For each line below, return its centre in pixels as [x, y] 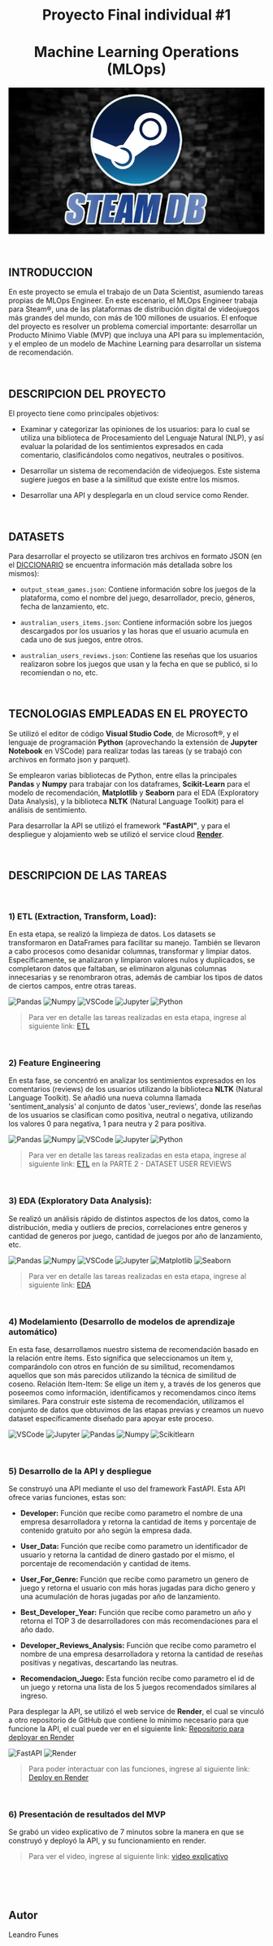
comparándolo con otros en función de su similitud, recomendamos [122, 1366]
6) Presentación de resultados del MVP [87, 1814]
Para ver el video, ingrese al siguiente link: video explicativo [128, 1857]
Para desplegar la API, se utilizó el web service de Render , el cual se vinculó [136, 1712]
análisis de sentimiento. [48, 809]
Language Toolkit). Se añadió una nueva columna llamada [105, 1098]
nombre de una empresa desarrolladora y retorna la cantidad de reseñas [142, 1654]
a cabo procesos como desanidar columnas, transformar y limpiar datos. [130, 951]
